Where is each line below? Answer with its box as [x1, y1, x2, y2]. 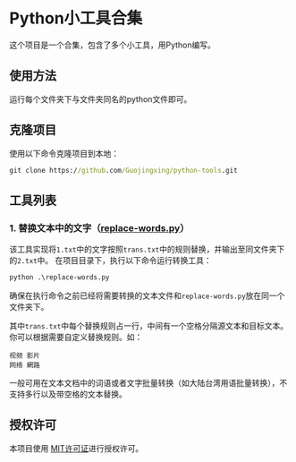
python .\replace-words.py [9, 273, 110, 282]
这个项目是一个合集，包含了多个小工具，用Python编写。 [9, 39, 216, 50]
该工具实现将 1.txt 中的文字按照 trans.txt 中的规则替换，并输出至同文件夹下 [9, 244, 285, 255]
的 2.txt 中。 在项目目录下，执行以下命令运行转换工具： [9, 255, 212, 266]
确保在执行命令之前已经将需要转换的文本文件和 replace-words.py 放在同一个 [9, 290, 285, 301]
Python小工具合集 [9, 8, 143, 29]
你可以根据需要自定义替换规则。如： [9, 332, 143, 342]
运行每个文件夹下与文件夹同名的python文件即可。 [9, 93, 192, 104]
